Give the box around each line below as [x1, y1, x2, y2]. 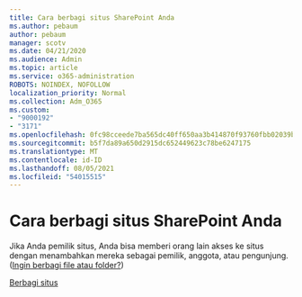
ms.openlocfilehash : [9, 130, 87, 139]
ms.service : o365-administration [9, 72, 135, 81]
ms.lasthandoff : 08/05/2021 [9, 164, 115, 173]
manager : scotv [9, 38, 67, 48]
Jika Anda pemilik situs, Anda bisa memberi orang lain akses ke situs [9, 240, 264, 252]
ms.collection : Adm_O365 [9, 96, 102, 106]
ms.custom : [9, 105, 50, 114]
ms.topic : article [9, 64, 78, 73]
